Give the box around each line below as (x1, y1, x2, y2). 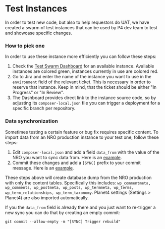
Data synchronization (5, 117, 58, 124)
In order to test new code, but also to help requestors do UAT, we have (5, 19, 150, 25)
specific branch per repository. (12, 105, 76, 112)
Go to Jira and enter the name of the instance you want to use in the (12, 74, 152, 80)
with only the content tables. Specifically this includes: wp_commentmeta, (5, 179, 151, 186)
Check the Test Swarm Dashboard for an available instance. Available (12, 63, 155, 69)
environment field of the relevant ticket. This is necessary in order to (12, 79, 151, 85)
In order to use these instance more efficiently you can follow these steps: (5, 54, 157, 59)
